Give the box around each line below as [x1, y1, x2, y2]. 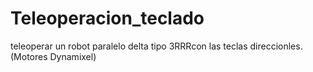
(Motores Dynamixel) [10, 50, 97, 62]
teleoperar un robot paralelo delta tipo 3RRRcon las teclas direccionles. [10, 40, 303, 52]
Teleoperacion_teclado [10, 7, 205, 30]
